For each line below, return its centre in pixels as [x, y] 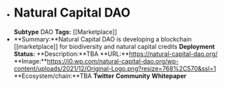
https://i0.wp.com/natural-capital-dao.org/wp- [113, 61]
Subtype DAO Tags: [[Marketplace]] [65, 32]
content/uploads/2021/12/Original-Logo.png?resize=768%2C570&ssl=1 [115, 68]
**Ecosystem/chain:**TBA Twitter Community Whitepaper [100, 76]
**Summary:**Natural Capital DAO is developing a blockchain [103, 39]
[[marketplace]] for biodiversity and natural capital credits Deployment [114, 46]
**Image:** [30, 61]
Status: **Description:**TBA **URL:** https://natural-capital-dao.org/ [116, 54]
